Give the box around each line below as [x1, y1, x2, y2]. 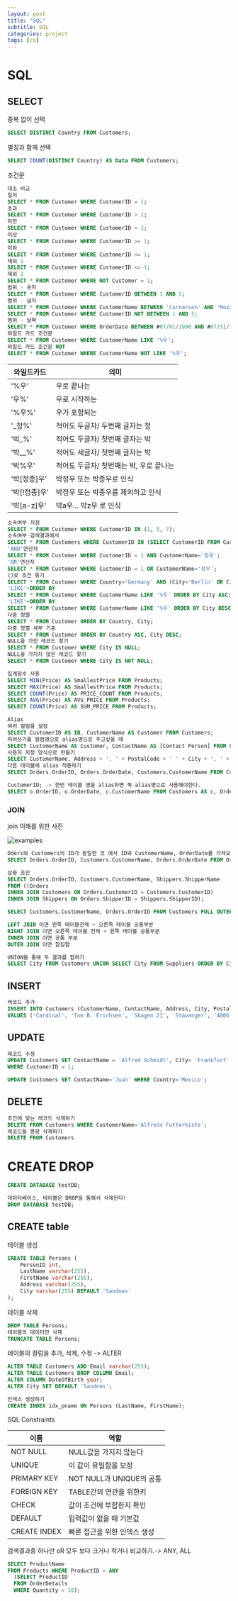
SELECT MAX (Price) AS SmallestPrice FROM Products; [7, 684, 163, 691]
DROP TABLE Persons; [7, 1322, 69, 1329]
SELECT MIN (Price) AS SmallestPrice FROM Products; [7, 676, 163, 684]
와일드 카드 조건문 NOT [7, 343, 66, 350]
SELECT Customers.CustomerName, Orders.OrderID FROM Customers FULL [7, 908, 214, 915]
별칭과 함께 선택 [7, 143, 52, 151]
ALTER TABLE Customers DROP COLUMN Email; [7, 1370, 135, 1377]
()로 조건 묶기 [7, 571, 45, 579]
